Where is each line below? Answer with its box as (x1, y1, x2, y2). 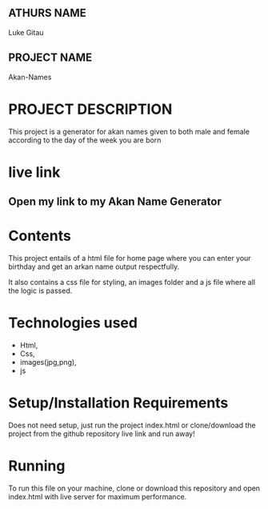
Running (8, 457, 66, 475)
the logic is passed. (8, 286, 73, 295)
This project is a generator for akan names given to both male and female (8, 126, 250, 136)
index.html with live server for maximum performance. (8, 491, 187, 501)
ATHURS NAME (8, 6, 86, 20)
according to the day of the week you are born (8, 135, 162, 145)
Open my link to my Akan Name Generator (8, 195, 222, 209)
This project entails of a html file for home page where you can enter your (8, 254, 251, 263)
